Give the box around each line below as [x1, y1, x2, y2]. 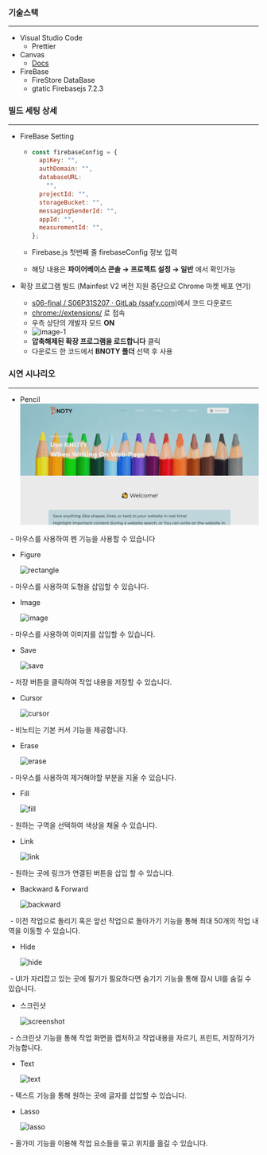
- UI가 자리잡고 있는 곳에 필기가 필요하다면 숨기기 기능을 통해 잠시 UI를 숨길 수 [10, 974, 252, 983]
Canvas [19, 50, 45, 60]
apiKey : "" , [38, 157, 79, 165]
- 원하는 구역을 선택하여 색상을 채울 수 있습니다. [10, 820, 157, 829]
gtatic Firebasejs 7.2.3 [31, 84, 104, 93]
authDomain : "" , [38, 165, 93, 173]
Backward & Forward [19, 884, 89, 893]
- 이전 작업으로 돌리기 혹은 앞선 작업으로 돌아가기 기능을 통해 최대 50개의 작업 [10, 915, 250, 925]
